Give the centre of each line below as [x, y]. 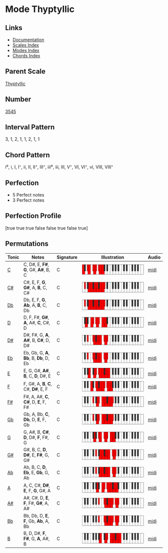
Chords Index [26, 56]
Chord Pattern [27, 155]
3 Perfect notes [28, 200]
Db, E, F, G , [35, 300]
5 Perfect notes [28, 195]
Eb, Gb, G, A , [36, 352]
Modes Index [26, 50]
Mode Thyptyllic [40, 9]
